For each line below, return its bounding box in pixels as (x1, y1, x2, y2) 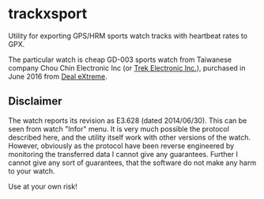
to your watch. (8, 166, 55, 175)
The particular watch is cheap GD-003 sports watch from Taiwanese (8, 55, 232, 64)
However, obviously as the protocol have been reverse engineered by (8, 140, 235, 151)
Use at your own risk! (8, 182, 77, 191)
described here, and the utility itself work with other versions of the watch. (8, 132, 251, 142)
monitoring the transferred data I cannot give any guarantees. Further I (8, 149, 239, 159)
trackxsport (8, 5, 88, 23)
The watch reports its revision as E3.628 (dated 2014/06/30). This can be (8, 116, 247, 125)
